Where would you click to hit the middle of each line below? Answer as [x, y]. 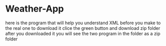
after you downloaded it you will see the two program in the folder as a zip [83, 33]
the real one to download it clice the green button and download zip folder [83, 28]
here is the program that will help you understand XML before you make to [83, 23]
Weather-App [35, 9]
